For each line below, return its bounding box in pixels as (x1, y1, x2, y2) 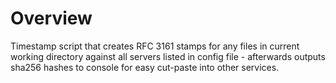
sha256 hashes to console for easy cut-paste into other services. (10, 61, 280, 73)
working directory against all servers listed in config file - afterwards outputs (10, 50, 326, 62)
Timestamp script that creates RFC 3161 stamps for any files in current (10, 40, 300, 52)
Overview (10, 7, 93, 30)
